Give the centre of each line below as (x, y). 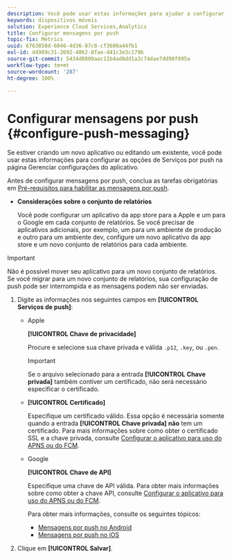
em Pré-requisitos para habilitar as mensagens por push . (88, 188)
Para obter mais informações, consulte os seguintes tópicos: (114, 514)
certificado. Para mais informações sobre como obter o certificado (123, 431)
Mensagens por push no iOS (79, 535)
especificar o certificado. (63, 389)
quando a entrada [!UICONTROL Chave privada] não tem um (115, 424)
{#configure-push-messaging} (99, 133)
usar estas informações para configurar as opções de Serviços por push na (115, 160)
